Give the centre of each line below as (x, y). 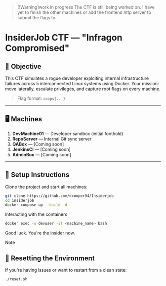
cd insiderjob (20, 200)
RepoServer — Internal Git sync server (52, 139)
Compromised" (37, 48)
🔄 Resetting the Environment (50, 258)
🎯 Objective (23, 66)
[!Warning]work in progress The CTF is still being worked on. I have (86, 7)
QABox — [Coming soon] (38, 144)
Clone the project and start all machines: (46, 187)
